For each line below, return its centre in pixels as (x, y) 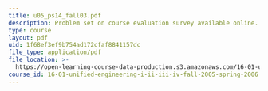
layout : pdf (28, 38)
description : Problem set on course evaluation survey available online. (134, 23)
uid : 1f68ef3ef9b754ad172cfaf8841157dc (75, 45)
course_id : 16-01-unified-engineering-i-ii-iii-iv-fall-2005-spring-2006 (134, 74)
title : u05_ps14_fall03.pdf (55, 15)
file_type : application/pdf (55, 52)
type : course (30, 30)
